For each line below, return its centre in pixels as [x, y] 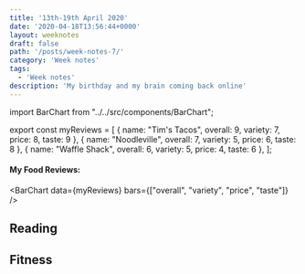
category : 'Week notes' [55, 60]
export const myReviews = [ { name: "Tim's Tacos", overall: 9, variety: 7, [145, 130]
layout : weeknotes [44, 35]
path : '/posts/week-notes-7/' [67, 52]
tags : [20, 69]
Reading [33, 229]
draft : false [34, 43]
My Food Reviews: [45, 170]
